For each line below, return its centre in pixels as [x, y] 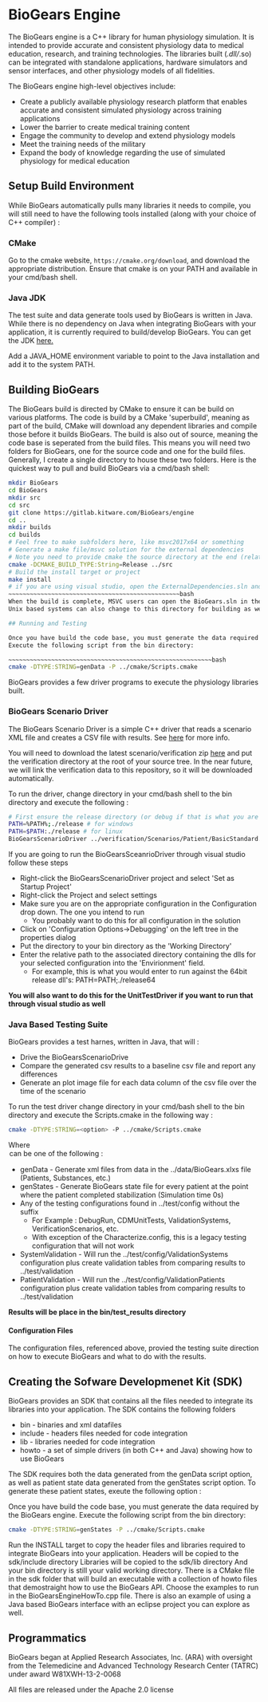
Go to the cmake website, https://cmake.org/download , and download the [129, 260]
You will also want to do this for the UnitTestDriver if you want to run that [131, 996]
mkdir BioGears [33, 483]
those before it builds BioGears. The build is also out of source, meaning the [133, 434]
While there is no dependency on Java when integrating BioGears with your [132, 324]
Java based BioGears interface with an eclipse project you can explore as [129, 1605]
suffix [29, 1212]
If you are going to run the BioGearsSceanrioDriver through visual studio [127, 855]
